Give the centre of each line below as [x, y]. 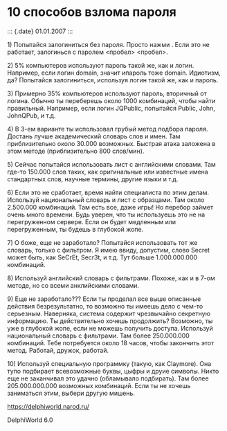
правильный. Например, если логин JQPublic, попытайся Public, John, [111, 108]
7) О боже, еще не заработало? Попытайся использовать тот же [102, 242]
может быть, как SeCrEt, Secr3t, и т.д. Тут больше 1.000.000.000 [102, 257]
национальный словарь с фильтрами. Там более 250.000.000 [99, 336]
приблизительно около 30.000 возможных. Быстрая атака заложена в [111, 143]
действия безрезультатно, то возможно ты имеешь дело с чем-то [105, 306]
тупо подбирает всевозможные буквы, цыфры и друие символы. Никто [113, 371]
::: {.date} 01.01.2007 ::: [40, 31]
